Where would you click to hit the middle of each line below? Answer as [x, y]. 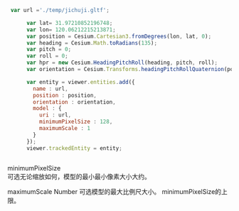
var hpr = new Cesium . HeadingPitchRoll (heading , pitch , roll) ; [122, 63]
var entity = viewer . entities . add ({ [80, 82]
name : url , [51, 89]
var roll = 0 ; [47, 56]
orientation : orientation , [74, 102]
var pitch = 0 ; [49, 50]
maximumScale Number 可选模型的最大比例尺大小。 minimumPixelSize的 [115, 192]
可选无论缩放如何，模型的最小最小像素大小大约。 [79, 177]
